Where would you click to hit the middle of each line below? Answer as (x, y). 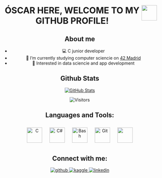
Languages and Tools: (80, 115)
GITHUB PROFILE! (72, 21)
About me (80, 39)
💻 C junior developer (83, 51)
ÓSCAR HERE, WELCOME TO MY (72, 11)
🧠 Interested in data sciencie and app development (83, 63)
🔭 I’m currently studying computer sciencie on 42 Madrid (83, 58)
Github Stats (80, 78)
